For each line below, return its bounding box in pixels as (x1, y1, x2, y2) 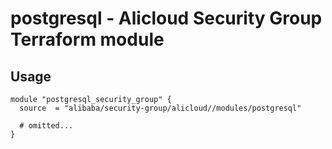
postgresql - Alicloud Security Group (10, 7, 323, 30)
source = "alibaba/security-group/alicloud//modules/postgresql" (19, 103, 302, 113)
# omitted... (19, 121, 74, 131)
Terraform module (10, 28, 165, 51)
